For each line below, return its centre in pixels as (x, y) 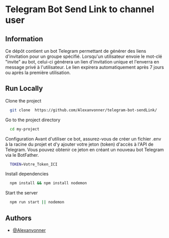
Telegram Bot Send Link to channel (80, 9)
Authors (18, 218)
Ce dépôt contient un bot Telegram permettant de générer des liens (76, 51)
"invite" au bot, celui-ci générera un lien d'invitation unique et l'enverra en (82, 62)
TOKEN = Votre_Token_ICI (34, 164)
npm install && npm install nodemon (48, 183)
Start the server (22, 193)
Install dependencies (27, 174)
